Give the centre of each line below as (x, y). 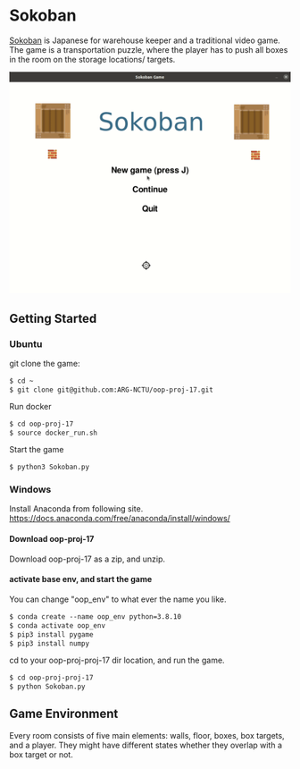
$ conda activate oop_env (57, 625)
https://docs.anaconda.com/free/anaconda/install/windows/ (120, 519)
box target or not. (41, 754)
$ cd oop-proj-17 (42, 424)
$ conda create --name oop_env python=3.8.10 (95, 617)
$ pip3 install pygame (51, 634)
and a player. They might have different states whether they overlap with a (146, 745)
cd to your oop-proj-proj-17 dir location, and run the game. (117, 660)
